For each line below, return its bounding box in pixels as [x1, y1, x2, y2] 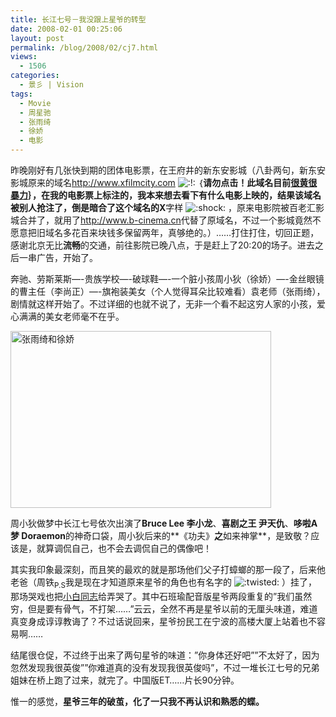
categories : [10, 71, 60, 81]
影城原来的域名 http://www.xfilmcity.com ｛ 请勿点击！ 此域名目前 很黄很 [10, 177, 318, 188]
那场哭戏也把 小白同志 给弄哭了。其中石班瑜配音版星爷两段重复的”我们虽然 [10, 590, 313, 602]
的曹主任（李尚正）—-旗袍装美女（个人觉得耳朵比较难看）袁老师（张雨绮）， [10, 286, 326, 297]
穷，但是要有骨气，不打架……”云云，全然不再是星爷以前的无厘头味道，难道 [10, 602, 318, 615]
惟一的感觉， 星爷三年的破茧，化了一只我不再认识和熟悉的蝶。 [10, 695, 265, 707]
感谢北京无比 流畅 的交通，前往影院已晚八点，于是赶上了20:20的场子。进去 [10, 239, 315, 251]
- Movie [19, 98, 52, 108]
